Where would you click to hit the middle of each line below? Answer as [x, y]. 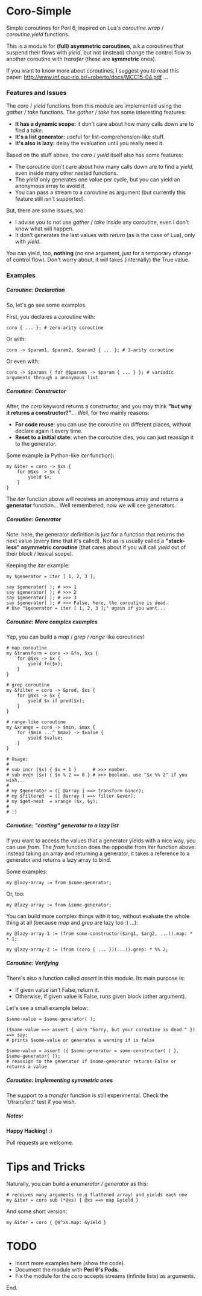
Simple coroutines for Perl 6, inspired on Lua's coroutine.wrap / [85, 28]
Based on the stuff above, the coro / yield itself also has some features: [95, 155]
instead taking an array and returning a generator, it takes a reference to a [98, 853]
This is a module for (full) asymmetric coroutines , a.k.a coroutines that [95, 46]
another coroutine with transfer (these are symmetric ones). [81, 59]
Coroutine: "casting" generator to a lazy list [63, 825]
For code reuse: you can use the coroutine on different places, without [103, 425]
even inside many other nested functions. [67, 173]
